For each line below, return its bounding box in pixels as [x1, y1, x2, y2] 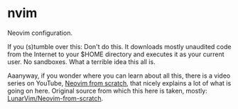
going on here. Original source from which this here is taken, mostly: [7, 86, 207, 95]
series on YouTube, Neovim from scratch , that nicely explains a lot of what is [7, 78, 232, 87]
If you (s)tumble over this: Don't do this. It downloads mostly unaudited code [7, 42, 232, 51]
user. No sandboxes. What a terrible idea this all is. [7, 57, 156, 66]
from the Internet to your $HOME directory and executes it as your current [7, 50, 225, 58]
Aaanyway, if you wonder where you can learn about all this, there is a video [7, 71, 231, 80]
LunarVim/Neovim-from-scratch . [7, 94, 104, 103]
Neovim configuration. [7, 28, 73, 37]
